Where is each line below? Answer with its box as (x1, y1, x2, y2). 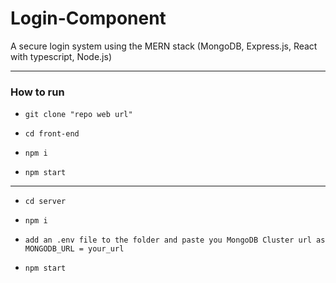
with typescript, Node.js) (10, 50, 113, 62)
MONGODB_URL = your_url (24, 244, 125, 254)
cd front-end (24, 129, 80, 139)
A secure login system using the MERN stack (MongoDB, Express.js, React (10, 40, 318, 52)
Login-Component (10, 7, 167, 30)
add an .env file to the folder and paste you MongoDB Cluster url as (24, 235, 326, 246)
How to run (10, 85, 65, 99)
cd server (24, 197, 67, 207)
